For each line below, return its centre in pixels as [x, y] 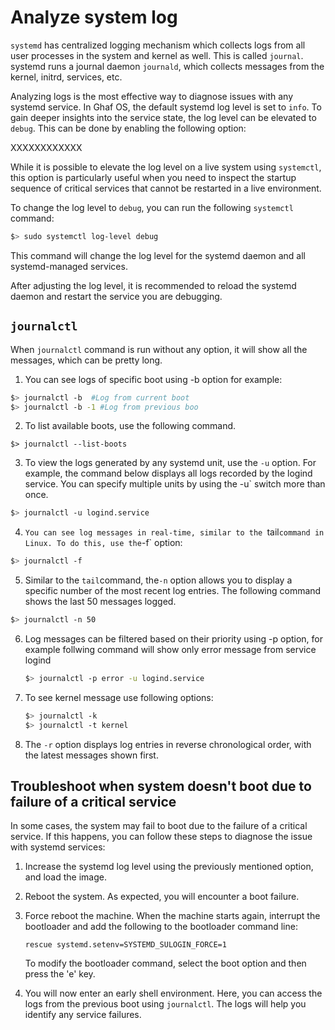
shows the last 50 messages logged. [100, 602]
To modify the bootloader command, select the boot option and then [165, 963]
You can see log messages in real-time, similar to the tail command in [174, 532]
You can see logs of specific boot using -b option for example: [153, 379]
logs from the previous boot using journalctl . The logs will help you [165, 1004]
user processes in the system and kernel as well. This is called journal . [157, 55]
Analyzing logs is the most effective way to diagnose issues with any [152, 96]
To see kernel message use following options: [119, 697]
